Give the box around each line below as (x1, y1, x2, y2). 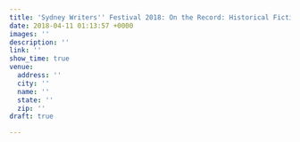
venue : (9, 63, 34, 72)
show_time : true (9, 54, 70, 63)
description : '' (9, 37, 70, 47)
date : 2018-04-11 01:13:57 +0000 (9, 21, 134, 30)
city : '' (17, 79, 50, 88)
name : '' (17, 87, 50, 96)
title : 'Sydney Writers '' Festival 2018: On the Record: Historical (9, 12, 270, 22)
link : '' (9, 46, 42, 55)
